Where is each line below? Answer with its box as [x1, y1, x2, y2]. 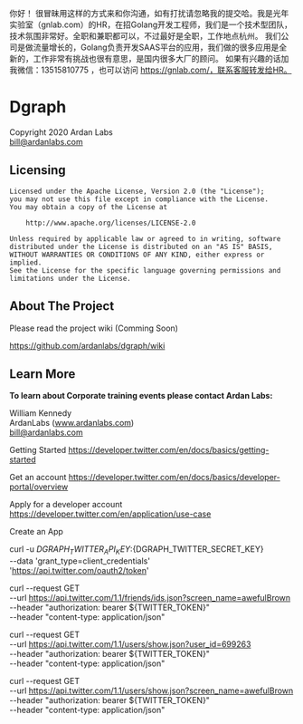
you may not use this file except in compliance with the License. [9, 194, 270, 204]
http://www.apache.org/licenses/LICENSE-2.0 [25, 218, 196, 227]
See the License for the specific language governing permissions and [9, 265, 281, 275]
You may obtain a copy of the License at [9, 202, 168, 211]
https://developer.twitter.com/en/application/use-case [9, 508, 212, 519]
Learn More [9, 366, 76, 381]
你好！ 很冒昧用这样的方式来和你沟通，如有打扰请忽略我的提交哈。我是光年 [9, 8, 289, 18]
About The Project [9, 298, 115, 314]
